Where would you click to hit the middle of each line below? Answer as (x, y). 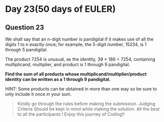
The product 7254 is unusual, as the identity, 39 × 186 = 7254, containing (80, 59)
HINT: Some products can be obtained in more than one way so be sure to (81, 89)
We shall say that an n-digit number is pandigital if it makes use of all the (80, 39)
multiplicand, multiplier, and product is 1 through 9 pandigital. (68, 64)
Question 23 (25, 27)
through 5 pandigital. (27, 50)
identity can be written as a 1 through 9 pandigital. (58, 79)
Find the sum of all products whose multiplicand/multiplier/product (76, 74)
